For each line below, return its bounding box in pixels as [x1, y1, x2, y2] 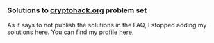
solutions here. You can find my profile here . [7, 28, 134, 36]
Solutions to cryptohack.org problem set [7, 5, 147, 15]
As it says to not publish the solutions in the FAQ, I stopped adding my [7, 21, 207, 29]
